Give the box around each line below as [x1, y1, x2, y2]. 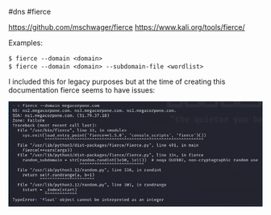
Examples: [8, 38, 43, 48]
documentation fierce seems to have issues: [8, 85, 156, 95]
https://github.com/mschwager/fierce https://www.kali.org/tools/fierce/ [8, 23, 246, 31]
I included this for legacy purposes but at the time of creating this [8, 76, 226, 86]
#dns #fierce [8, 7, 51, 16]
